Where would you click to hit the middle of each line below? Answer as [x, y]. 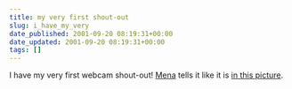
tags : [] [25, 50]
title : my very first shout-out [69, 17]
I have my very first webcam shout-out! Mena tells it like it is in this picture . [146, 75]
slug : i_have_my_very [49, 26]
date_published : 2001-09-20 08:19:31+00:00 [91, 33]
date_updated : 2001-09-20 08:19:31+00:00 [87, 42]
